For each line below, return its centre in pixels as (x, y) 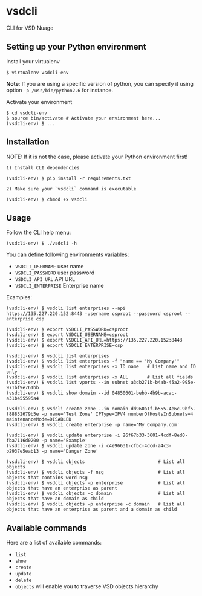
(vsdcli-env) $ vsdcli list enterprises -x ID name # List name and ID (101, 367)
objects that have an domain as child (55, 499)
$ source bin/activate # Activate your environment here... (84, 118)
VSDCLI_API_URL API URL (45, 279)
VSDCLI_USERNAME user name (49, 267)
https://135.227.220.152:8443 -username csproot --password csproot (94, 314)
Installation (28, 142)
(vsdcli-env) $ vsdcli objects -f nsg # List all (96, 473)
